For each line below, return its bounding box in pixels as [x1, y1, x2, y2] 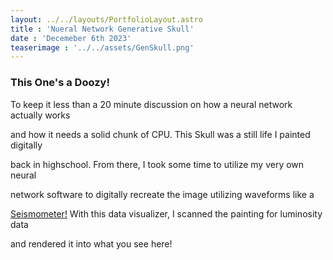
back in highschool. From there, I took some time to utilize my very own [10, 158, 305, 170]
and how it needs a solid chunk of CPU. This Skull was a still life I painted [10, 128, 311, 140]
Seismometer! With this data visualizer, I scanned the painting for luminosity [10, 207, 323, 220]
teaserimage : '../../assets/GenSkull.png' [10, 42, 195, 53]
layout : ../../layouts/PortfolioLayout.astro [10, 14, 203, 25]
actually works [10, 109, 71, 121]
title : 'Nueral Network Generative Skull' [10, 24, 195, 34]
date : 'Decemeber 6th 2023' [10, 33, 132, 43]
